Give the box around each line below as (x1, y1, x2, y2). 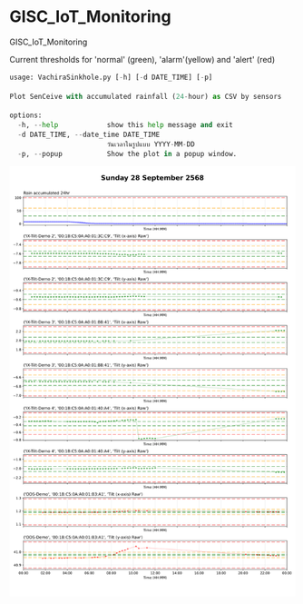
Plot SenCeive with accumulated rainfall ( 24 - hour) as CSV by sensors (9, 92, 282, 101)
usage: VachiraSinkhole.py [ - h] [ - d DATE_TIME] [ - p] (9, 73, 213, 82)
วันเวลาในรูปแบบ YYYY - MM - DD (106, 140, 195, 149)
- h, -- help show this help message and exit (17, 121, 233, 130)
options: (9, 111, 43, 120)
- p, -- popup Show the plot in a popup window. (17, 149, 238, 158)
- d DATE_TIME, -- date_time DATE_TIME (17, 130, 161, 140)
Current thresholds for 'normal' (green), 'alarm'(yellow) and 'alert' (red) (9, 54, 276, 64)
